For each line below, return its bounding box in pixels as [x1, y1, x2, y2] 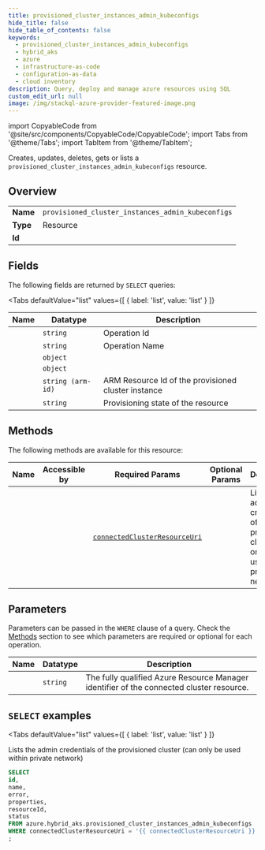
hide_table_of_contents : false [8, 26, 111, 34]
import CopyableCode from [8, 121, 97, 131]
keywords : [8, 33, 41, 42]
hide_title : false [8, 19, 69, 27]
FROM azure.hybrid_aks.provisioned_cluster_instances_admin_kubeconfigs [8, 820, 252, 828]
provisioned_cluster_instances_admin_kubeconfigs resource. [8, 162, 207, 171]
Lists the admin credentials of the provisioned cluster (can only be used [8, 745, 241, 755]
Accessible [42, 464, 85, 475]
